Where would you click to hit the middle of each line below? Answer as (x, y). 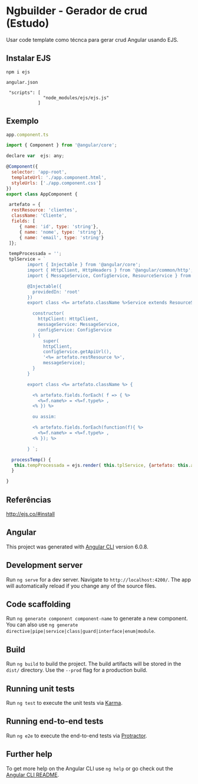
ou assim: (44, 417)
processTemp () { (31, 460)
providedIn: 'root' (56, 292)
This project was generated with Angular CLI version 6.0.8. (77, 547)
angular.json (22, 82)
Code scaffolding (38, 604)
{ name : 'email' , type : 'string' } (62, 237)
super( (51, 341)
